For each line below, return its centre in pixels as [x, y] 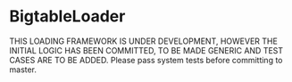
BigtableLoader [67, 16]
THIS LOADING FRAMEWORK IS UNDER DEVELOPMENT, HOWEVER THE [144, 41]
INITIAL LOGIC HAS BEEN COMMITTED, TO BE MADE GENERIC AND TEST [146, 50]
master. [23, 70]
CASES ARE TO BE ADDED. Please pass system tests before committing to [146, 60]
